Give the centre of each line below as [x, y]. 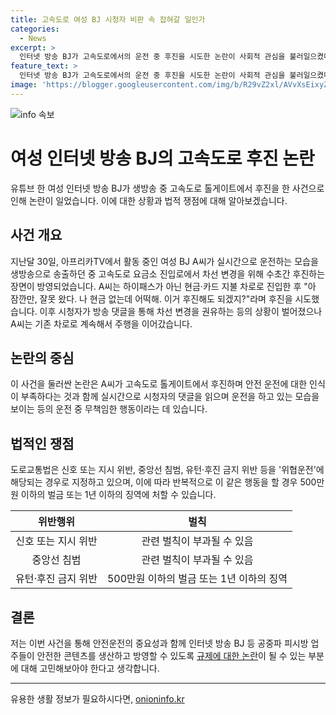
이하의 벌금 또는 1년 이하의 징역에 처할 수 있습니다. [118, 495]
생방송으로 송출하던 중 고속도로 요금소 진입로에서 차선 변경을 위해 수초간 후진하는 [168, 273]
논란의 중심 [42, 357]
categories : [35, 29]
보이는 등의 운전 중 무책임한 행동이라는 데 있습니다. [109, 409]
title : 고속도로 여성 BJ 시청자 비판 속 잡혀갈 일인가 [108, 19]
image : [24, 85]
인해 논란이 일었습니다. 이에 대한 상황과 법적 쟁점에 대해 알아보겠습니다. [149, 200]
